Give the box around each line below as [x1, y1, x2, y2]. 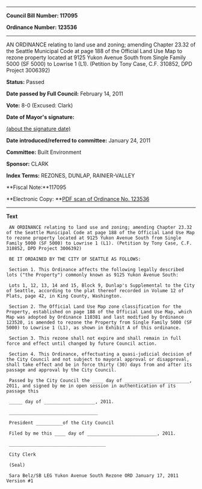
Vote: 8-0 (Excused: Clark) [6, 102, 73, 109]
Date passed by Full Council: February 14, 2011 [6, 90, 123, 97]
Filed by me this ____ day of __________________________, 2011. [8, 430, 176, 436]
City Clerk [8, 452, 36, 458]
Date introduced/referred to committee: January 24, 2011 [6, 137, 151, 144]
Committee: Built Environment [6, 149, 82, 156]
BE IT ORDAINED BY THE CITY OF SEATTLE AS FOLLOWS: [8, 256, 141, 262]
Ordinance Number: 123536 [6, 24, 77, 31]
